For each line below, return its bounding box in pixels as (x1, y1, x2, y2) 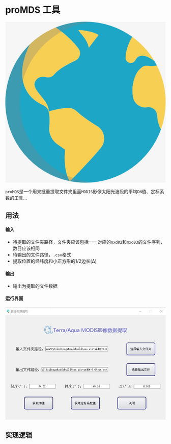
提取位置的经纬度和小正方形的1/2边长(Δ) (12, 258, 97, 264)
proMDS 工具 (5, 4, 61, 16)
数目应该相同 (12, 245, 40, 251)
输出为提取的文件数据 (12, 283, 58, 289)
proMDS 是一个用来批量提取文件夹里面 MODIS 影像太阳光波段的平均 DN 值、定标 (5, 188, 160, 194)
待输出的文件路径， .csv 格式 (12, 251, 71, 258)
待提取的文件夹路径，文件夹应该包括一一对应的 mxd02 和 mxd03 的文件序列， (12, 239, 165, 245)
